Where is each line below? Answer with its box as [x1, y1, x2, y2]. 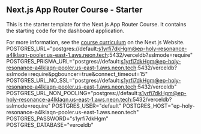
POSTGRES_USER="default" [52, 102, 122, 109]
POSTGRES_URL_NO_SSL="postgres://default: [6, 77, 121, 84]
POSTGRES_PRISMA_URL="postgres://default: [6, 57, 121, 65]
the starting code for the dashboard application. [6, 27, 125, 34]
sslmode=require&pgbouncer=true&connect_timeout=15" [6, 70, 148, 77]
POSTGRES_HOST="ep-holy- [122, 102, 195, 109]
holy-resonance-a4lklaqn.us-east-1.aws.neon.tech [6, 96, 131, 103]
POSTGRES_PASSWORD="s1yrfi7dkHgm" [6, 115, 109, 122]
